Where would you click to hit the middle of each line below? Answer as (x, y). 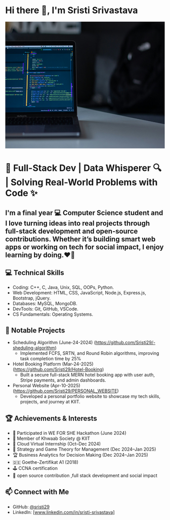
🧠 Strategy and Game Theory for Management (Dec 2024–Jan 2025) (84, 449)
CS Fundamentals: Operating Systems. (53, 314)
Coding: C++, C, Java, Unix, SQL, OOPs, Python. (63, 287)
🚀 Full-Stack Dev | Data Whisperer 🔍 (83, 168)
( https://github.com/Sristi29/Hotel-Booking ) (58, 369)
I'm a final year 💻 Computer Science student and (84, 213)
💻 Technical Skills (35, 272)
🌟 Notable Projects (35, 330)
